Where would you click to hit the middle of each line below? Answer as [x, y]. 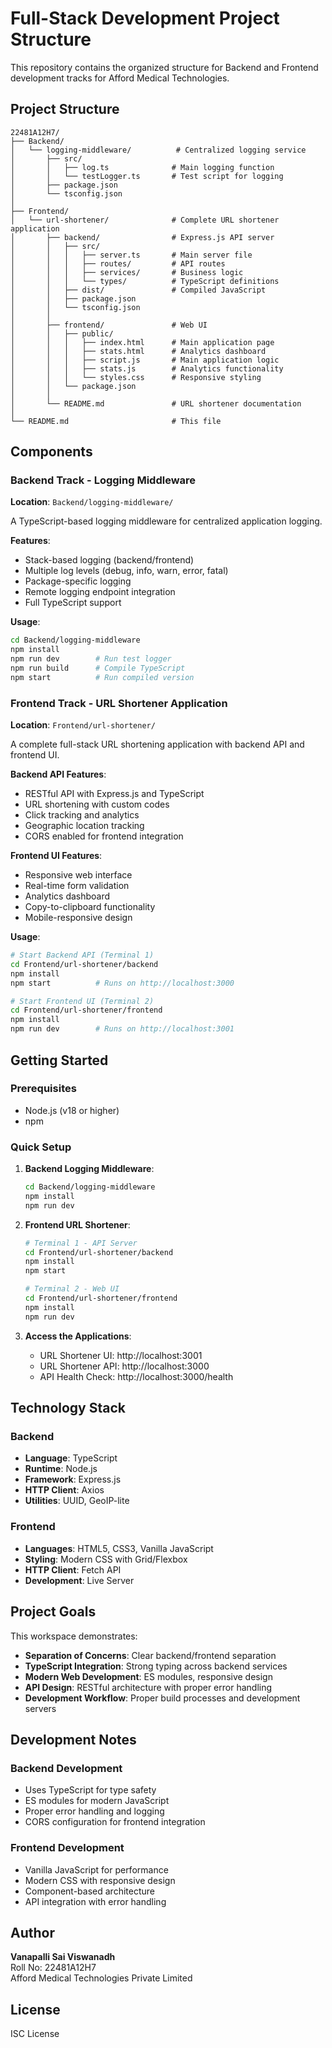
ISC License [35, 2034]
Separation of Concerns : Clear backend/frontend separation [150, 1655]
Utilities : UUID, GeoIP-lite [77, 1501]
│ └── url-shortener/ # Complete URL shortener [145, 220]
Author [32, 1932]
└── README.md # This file [116, 421]
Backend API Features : [58, 774]
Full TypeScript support [73, 603]
